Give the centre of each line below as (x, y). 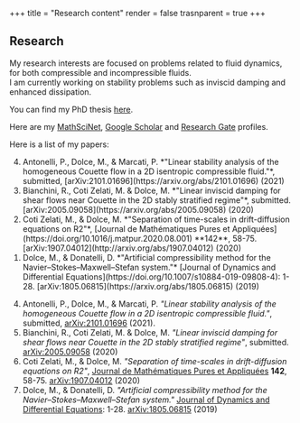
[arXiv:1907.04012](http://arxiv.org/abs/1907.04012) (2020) (132, 248)
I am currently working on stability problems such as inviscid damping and (148, 82)
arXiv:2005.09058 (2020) (70, 352)
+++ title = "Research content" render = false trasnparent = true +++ (138, 13)
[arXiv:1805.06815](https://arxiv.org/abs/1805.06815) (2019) (148, 286)
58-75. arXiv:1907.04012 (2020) (81, 380)
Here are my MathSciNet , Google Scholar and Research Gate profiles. (139, 126)
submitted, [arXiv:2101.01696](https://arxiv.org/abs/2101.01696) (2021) (153, 180)
